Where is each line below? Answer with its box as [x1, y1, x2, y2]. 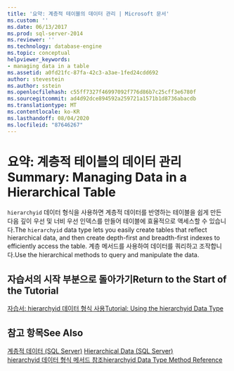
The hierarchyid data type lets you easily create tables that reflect [14, 226, 207, 234]
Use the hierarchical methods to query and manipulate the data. [14, 251, 200, 259]
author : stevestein [7, 75, 65, 83]
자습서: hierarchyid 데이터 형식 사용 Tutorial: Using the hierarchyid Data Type [7, 304, 223, 313]
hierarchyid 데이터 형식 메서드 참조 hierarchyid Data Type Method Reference [7, 356, 223, 364]
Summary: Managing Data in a [7, 169, 188, 185]
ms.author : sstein [7, 82, 61, 89]
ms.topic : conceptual [7, 50, 71, 57]
